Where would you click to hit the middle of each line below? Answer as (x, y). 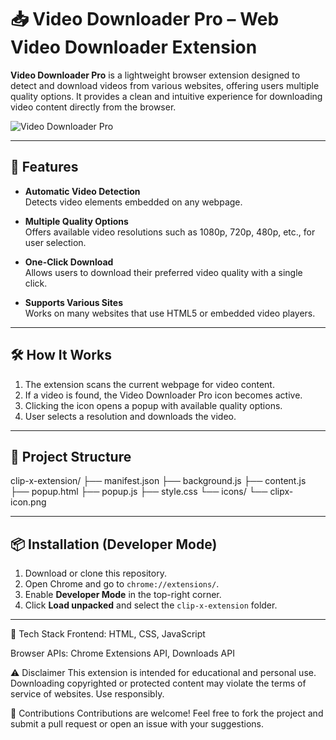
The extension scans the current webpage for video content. (149, 384)
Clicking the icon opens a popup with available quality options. (153, 405)
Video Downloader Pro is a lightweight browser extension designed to (155, 75)
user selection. (55, 242)
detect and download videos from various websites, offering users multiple (165, 85)
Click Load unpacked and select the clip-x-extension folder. (151, 605)
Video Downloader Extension (134, 47)
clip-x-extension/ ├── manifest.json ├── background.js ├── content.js (158, 481)
